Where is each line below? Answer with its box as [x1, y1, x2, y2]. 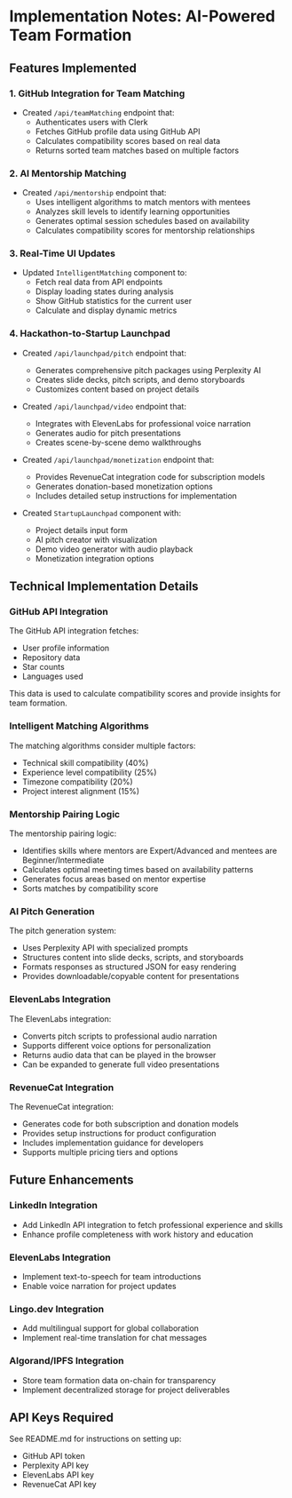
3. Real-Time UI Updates [9, 247, 116, 259]
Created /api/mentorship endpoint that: [21, 187, 167, 198]
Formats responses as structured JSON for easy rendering [21, 961, 237, 972]
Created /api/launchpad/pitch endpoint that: [21, 347, 186, 358]
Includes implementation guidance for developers [21, 1137, 204, 1148]
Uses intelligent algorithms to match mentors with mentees [35, 197, 251, 208]
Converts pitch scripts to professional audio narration [21, 1031, 217, 1041]
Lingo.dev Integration [9, 1303, 105, 1315]
